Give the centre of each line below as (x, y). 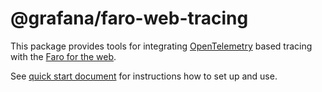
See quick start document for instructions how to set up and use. (144, 76)
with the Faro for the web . (63, 56)
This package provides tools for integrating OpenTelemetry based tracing (161, 46)
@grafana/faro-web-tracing (129, 18)
